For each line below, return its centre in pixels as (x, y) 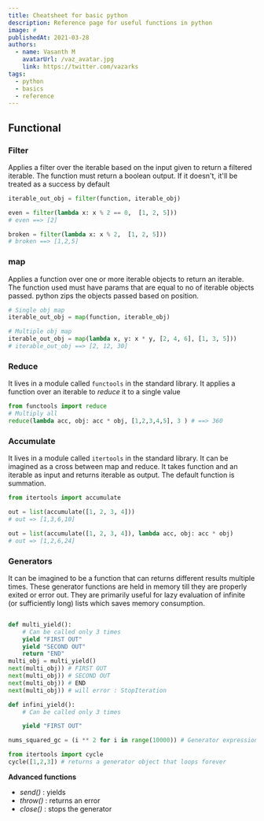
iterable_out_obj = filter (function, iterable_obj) (94, 198)
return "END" (44, 654)
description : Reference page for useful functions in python (110, 23)
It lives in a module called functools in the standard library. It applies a (122, 383)
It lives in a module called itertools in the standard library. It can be (118, 458)
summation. (27, 483)
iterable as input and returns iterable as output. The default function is (121, 475)
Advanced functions (42, 777)
